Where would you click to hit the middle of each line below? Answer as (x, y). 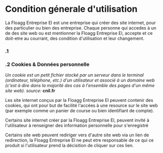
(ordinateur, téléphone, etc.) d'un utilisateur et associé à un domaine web (80, 80)
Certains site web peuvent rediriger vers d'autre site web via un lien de (77, 135)
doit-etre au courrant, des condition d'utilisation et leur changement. (75, 38)
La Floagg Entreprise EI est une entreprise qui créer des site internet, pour (81, 23)
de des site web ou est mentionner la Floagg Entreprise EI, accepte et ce (79, 33)
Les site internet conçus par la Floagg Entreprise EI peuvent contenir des (79, 100)
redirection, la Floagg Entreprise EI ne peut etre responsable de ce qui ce (80, 140)
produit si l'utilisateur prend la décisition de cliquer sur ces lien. (69, 146)
